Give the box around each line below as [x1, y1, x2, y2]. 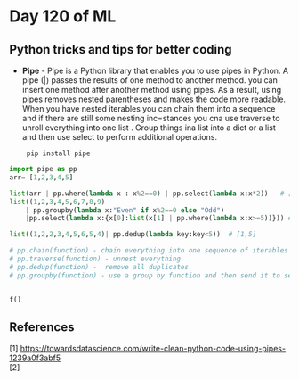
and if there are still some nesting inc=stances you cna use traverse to [21, 113, 280, 123]
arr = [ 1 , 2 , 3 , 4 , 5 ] [9, 172, 74, 182]
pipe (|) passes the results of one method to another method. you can [21, 75, 278, 86]
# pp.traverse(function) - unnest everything [9, 254, 181, 263]
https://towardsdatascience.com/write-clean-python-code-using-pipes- [20, 343, 287, 354]
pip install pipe [26, 149, 91, 158]
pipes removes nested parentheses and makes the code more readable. [21, 94, 287, 104]
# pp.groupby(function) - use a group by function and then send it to [9, 270, 280, 280]
